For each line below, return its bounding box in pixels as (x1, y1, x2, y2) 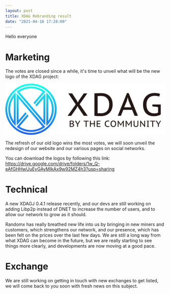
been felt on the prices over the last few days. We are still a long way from (5, 232, 161, 239)
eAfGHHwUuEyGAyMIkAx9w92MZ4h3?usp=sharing (5, 166, 115, 172)
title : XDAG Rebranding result (5, 13, 72, 19)
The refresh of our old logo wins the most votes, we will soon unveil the (5, 140, 155, 146)
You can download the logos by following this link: (5, 155, 110, 161)
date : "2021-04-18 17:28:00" (5, 19, 67, 24)
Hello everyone (5, 34, 37, 40)
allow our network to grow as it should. (5, 212, 87, 218)
